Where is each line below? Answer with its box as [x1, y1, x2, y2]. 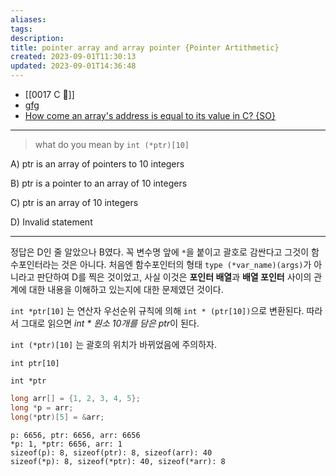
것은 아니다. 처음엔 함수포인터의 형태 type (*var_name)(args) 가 [61, 259, 312, 270]
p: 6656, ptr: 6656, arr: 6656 [10, 430, 141, 440]
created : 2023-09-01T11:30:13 [10, 52, 137, 62]
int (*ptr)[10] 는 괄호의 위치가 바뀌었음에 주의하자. [10, 339, 218, 350]
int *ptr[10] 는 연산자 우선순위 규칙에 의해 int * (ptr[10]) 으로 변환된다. [10, 305, 305, 316]
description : [10, 33, 65, 43]
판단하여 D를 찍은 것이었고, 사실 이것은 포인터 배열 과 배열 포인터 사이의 [36, 271, 312, 283]
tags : [10, 24, 33, 34]
